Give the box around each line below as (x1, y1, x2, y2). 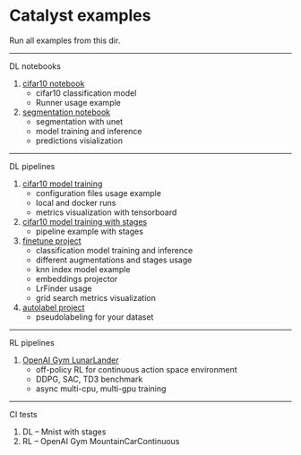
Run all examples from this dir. (9, 35, 121, 46)
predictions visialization (35, 135, 124, 146)
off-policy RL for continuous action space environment (35, 364, 237, 374)
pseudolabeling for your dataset (35, 311, 154, 322)
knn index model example (35, 263, 131, 274)
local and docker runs (35, 197, 116, 208)
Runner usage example (35, 97, 121, 107)
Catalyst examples (9, 5, 151, 26)
